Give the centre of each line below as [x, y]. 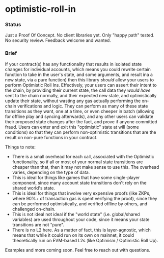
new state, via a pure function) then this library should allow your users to [80, 79]
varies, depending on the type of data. [51, 172]
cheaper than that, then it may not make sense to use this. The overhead [86, 167]
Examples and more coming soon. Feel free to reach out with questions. [78, 250]
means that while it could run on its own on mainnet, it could [73, 235]
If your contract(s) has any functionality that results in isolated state [73, 64]
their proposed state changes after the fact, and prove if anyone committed [81, 121]
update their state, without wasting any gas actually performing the [73, 101]
